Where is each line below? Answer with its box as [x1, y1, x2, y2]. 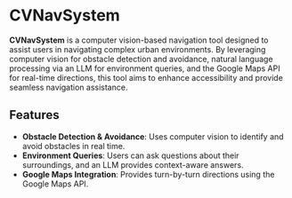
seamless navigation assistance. [9, 82, 128, 92]
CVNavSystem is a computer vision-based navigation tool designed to [9, 35, 269, 45]
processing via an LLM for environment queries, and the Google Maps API [9, 63, 280, 74]
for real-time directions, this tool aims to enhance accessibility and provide [9, 72, 283, 83]
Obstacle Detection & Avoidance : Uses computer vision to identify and [21, 131, 284, 142]
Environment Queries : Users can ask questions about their [21, 150, 239, 161]
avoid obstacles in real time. [21, 140, 126, 151]
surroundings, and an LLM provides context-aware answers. [21, 159, 244, 170]
